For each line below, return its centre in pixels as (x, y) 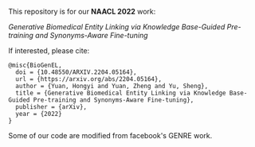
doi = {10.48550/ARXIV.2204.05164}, (76, 72)
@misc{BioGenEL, (35, 65)
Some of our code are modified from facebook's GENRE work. (110, 135)
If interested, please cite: (49, 50)
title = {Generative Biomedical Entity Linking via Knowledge (121, 93)
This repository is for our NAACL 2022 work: (82, 12)
